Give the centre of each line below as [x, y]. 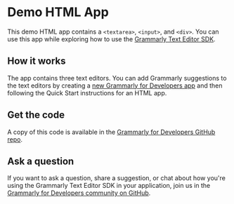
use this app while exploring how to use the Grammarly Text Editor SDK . [111, 39]
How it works [37, 61]
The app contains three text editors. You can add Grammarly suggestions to [117, 78]
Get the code [36, 115]
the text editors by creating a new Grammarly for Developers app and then [115, 86]
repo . [15, 139]
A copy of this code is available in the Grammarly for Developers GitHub [111, 132]
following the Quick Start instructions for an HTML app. [87, 93]
